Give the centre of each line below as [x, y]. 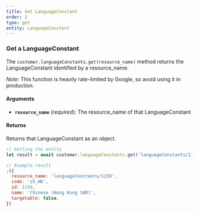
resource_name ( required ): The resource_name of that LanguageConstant [103, 112]
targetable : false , [35, 198]
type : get [18, 22]
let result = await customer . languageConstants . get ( [72, 155]
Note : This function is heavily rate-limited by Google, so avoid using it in [93, 79]
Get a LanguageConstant [43, 49]
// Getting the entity [34, 149]
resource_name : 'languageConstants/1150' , [64, 176]
